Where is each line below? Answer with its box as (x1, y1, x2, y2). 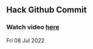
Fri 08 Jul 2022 (6, 36, 45, 44)
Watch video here (6, 23, 60, 31)
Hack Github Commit (6, 5, 87, 15)
